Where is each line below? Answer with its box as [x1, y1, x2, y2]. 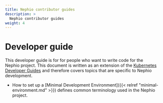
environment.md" [12, 88, 47, 93]
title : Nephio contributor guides [5, 7, 75, 12]
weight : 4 [5, 20, 25, 26]
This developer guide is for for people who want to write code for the [5, 58, 144, 63]
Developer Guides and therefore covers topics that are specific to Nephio [5, 68, 152, 74]
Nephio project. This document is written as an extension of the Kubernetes [5, 62, 157, 68]
